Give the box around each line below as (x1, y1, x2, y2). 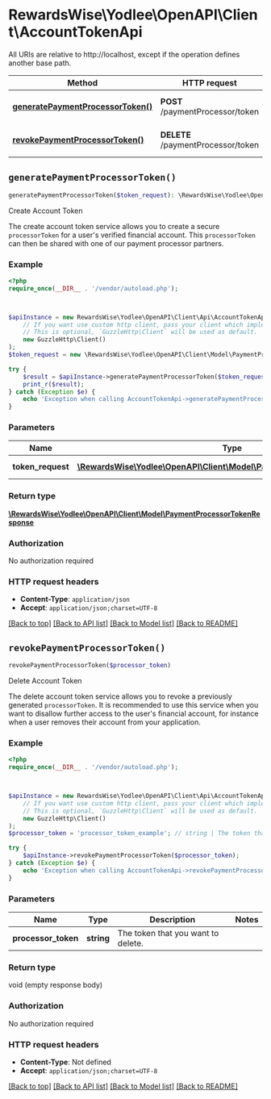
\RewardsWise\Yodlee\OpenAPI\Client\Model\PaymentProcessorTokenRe (8, 508, 261, 518)
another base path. (8, 58, 72, 68)
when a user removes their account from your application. (8, 717, 202, 727)
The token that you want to (117, 928, 219, 939)
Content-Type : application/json (19, 595, 131, 604)
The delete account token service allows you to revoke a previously (8, 692, 232, 701)
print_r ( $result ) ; (23, 380, 85, 388)
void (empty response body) (8, 980, 103, 990)
